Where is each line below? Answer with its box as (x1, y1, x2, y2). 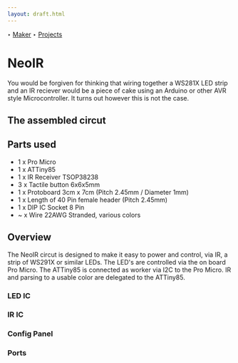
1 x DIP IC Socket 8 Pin (17, 203, 85, 211)
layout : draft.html (7, 10, 66, 18)
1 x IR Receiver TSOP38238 (17, 173, 99, 181)
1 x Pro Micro (17, 158, 56, 166)
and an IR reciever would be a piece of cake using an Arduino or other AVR (7, 86, 227, 95)
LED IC (7, 290, 31, 300)
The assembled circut (7, 114, 106, 126)
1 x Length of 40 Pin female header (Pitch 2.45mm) (17, 195, 168, 204)
